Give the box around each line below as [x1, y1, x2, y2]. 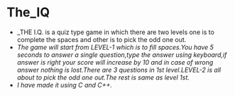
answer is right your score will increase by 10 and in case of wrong [16, 58, 214, 66]
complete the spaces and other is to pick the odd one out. [16, 35, 187, 43]
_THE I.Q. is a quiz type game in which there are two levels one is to [16, 28, 214, 36]
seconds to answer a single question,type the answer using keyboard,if [16, 50, 227, 59]
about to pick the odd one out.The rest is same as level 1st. [16, 73, 190, 82]
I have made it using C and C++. [16, 80, 113, 89]
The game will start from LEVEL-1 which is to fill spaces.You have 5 [16, 43, 214, 51]
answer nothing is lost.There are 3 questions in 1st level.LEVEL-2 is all [16, 65, 222, 74]
